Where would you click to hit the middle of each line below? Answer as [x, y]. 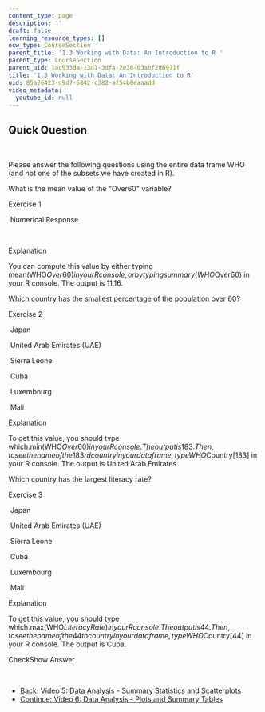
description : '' [35, 23]
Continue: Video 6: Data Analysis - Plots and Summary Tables [121, 699]
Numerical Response [44, 220]
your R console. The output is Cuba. [67, 644]
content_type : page [41, 16]
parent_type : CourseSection [55, 61]
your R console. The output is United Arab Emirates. [93, 464]
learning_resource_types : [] [57, 38]
